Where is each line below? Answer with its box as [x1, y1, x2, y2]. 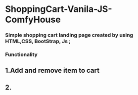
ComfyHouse [5, 14, 61, 25]
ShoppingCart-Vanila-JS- [5, 3, 112, 15]
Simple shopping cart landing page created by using [5, 32, 134, 39]
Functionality [5, 51, 38, 58]
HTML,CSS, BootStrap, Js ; [5, 38, 71, 45]
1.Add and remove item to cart [5, 66, 100, 75]
